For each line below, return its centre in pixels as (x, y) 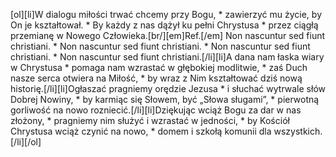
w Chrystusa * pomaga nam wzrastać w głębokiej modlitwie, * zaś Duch (159, 67)
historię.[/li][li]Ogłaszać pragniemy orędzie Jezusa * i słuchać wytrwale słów (168, 88)
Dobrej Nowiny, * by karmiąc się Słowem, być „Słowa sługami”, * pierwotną (165, 99)
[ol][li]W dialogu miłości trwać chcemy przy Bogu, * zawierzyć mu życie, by (166, 14)
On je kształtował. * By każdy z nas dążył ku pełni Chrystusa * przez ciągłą (164, 25)
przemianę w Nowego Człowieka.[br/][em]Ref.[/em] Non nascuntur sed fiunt (168, 35)
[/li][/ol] (26, 142)
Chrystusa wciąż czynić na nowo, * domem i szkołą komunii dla (141, 131)
